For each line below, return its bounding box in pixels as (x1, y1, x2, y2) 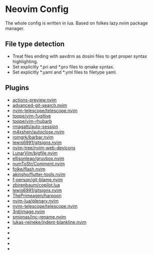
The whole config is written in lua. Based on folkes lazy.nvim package (5, 20, 149, 26)
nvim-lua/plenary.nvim (12, 197, 59, 203)
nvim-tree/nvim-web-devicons (12, 144, 76, 150)
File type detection (5, 40, 65, 48)
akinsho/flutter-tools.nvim (12, 171, 66, 177)
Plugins (5, 83, 29, 92)
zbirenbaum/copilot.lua (12, 181, 60, 188)
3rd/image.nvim (12, 208, 45, 214)
